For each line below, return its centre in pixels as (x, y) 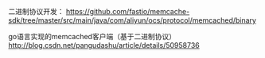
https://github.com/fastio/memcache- (128, 11)
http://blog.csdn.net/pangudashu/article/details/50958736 (104, 45)
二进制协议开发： (36, 11)
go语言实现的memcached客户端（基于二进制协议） (92, 36)
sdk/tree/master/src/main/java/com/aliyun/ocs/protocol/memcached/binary (132, 20)
